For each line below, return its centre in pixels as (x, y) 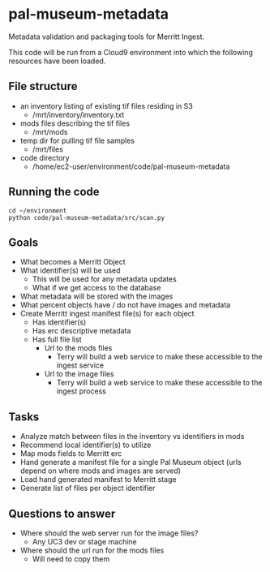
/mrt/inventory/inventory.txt (78, 114)
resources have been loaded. (57, 61)
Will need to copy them (71, 559)
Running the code (54, 192)
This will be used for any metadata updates (104, 279)
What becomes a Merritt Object (73, 262)
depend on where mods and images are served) (100, 471)
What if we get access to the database (96, 288)
